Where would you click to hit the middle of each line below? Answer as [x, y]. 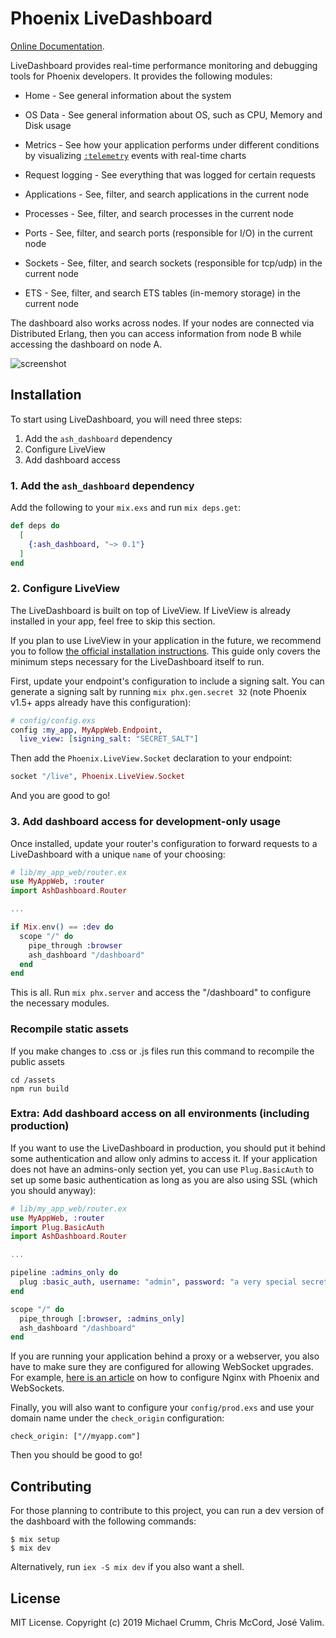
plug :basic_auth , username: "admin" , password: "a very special [158, 1282]
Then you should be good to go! [76, 1455]
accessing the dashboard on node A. [86, 344]
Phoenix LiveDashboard [111, 18]
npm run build [40, 1088]
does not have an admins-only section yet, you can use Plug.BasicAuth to [162, 1169]
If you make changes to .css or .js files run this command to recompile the [162, 1051]
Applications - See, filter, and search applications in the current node [167, 194]
